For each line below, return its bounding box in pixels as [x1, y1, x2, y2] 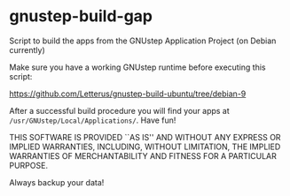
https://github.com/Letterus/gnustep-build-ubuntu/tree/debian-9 [9, 88, 247, 99]
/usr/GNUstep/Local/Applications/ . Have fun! [9, 115, 176, 125]
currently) [9, 44, 46, 55]
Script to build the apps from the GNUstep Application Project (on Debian [9, 35, 277, 46]
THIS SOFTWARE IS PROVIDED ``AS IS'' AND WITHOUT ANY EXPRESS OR [9, 132, 281, 142]
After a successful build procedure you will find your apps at [9, 105, 231, 116]
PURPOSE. [9, 160, 49, 170]
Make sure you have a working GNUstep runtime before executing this [9, 62, 266, 72]
